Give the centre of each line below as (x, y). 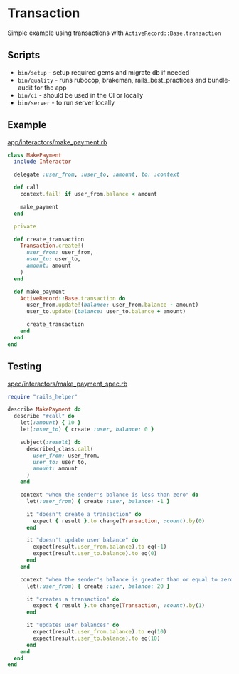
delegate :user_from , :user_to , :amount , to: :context (97, 175)
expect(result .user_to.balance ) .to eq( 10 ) (97, 638)
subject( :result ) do (51, 442)
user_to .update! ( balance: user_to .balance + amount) (106, 312)
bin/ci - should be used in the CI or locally (80, 95)
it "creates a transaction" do (73, 599)
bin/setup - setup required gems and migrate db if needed (103, 72)
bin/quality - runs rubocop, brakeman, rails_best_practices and (112, 80)
